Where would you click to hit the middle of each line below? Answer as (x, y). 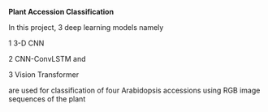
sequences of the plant (47, 99)
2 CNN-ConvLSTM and (48, 59)
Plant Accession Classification (61, 12)
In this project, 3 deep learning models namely (86, 27)
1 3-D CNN (26, 43)
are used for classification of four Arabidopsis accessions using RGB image (134, 90)
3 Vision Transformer (44, 75)
